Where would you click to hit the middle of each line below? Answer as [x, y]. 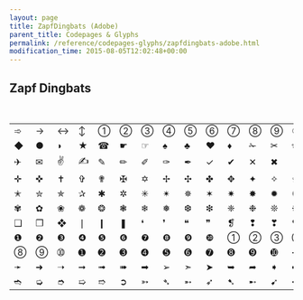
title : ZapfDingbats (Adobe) [64, 26]
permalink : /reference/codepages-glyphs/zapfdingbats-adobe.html [134, 43]
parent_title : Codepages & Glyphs [74, 34]
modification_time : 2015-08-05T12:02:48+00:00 [98, 52]
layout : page [34, 18]
